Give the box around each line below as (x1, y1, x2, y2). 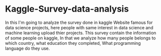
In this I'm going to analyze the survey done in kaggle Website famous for (5, 19, 153, 25)
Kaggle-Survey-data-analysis (5, 3, 129, 15)
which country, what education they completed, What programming (5, 40, 141, 46)
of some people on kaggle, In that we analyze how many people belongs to (5, 35, 156, 41)
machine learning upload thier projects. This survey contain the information (5, 30, 157, 36)
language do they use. (5, 45, 50, 51)
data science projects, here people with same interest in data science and (5, 24, 154, 30)
